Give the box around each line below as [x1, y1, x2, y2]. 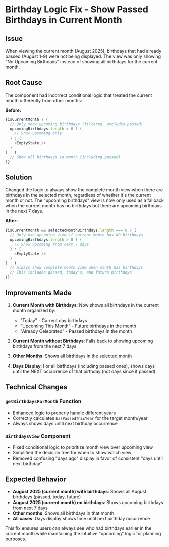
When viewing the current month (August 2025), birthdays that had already [5, 48, 162, 54]
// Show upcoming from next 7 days [14, 242, 89, 247]
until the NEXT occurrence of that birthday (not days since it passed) [12, 368, 156, 374]
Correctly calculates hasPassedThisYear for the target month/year [12, 415, 148, 421]
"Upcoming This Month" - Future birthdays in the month [20, 323, 137, 329]
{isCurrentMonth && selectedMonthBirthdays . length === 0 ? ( [5, 227, 137, 233]
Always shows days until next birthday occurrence [12, 420, 118, 426]
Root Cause [5, 78, 43, 87]
